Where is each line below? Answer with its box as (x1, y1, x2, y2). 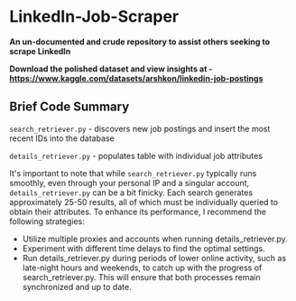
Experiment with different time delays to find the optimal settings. (22, 242, 265, 254)
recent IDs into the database (9, 133, 115, 144)
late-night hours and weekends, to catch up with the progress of (22, 262, 263, 273)
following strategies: (9, 215, 85, 227)
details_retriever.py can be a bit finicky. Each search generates (9, 187, 254, 198)
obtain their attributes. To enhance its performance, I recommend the (9, 206, 266, 217)
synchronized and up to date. (22, 281, 133, 292)
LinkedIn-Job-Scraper (9, 6, 180, 27)
